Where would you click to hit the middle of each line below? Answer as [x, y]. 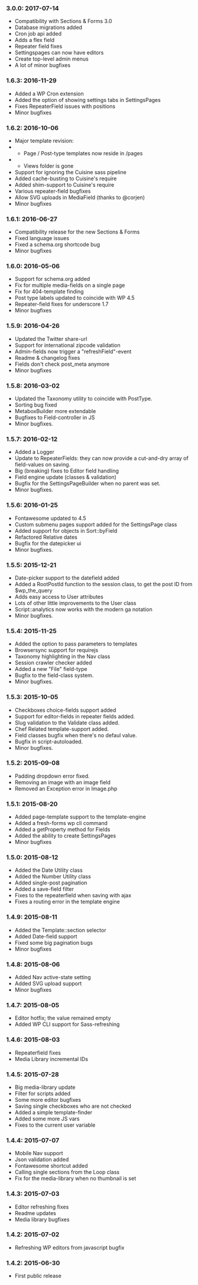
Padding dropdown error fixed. [52, 776]
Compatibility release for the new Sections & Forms [77, 232]
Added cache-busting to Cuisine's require [66, 178]
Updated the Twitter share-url [51, 338]
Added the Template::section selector [60, 930]
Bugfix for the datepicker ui [48, 543]
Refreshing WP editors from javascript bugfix [69, 1247]
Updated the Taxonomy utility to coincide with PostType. [83, 399]
